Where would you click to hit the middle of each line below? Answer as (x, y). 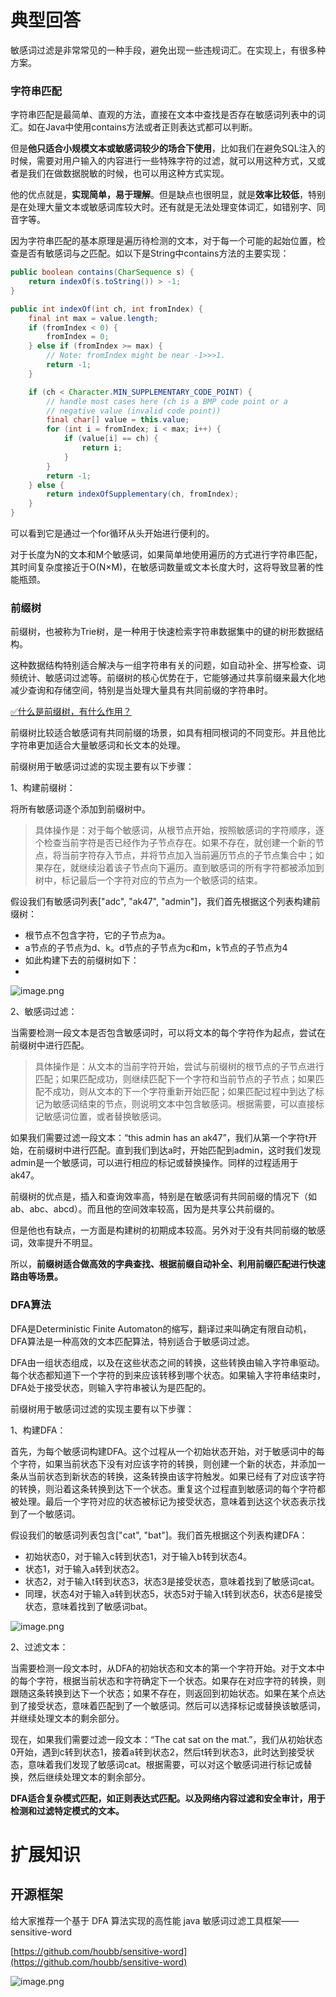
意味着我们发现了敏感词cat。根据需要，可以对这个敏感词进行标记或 (165, 1764)
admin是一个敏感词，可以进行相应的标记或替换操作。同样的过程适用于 (154, 1163)
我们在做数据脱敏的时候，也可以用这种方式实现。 (128, 173)
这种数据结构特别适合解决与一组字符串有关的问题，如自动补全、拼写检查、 (163, 665)
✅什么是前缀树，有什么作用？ (71, 712)
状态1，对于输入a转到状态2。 (84, 1568)
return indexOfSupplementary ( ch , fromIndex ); (143, 494)
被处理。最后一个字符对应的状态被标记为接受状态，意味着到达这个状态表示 (163, 1501)
